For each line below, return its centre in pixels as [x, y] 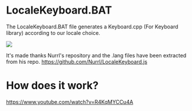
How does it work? [52, 86]
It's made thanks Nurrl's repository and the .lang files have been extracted [96, 55]
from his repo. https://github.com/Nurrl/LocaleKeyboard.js [77, 61]
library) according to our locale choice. [53, 32]
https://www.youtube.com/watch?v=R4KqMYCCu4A [70, 102]
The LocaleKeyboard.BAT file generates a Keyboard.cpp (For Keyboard [92, 27]
